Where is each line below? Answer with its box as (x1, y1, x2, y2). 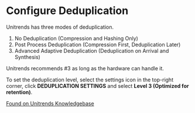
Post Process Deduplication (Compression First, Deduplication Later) (14, 41, 181, 48)
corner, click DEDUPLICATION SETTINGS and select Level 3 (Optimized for (6, 82, 189, 89)
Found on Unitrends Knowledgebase (6, 100, 95, 107)
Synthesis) (14, 53, 41, 60)
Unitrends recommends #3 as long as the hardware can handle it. (6, 64, 164, 71)
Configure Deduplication (6, 4, 129, 18)
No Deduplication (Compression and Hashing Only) (14, 35, 139, 42)
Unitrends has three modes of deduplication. (6, 23, 114, 30)
